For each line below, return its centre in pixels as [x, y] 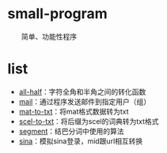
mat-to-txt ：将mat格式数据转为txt [74, 111]
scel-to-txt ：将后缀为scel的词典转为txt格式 [89, 121]
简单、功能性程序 [49, 36]
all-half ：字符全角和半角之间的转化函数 [82, 91]
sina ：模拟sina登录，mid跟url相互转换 [81, 141]
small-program [57, 14]
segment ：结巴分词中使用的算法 [71, 131]
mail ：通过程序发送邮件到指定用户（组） [85, 101]
